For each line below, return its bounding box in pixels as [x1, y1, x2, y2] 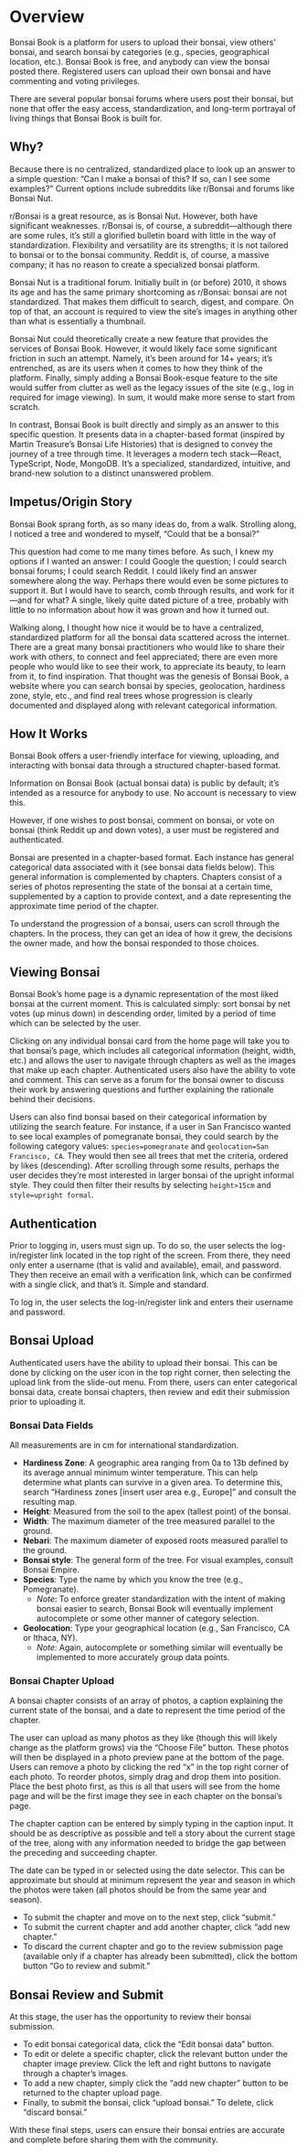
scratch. [9, 401, 41, 413]
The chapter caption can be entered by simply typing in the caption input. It [9, 1818, 294, 1829]
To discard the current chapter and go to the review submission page [22, 1941, 283, 1952]
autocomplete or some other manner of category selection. [36, 1613, 259, 1624]
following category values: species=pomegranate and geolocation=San [9, 1141, 270, 1152]
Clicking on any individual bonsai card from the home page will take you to [9, 1035, 291, 1046]
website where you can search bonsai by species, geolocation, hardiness [9, 680, 286, 691]
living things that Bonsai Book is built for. [9, 113, 163, 123]
